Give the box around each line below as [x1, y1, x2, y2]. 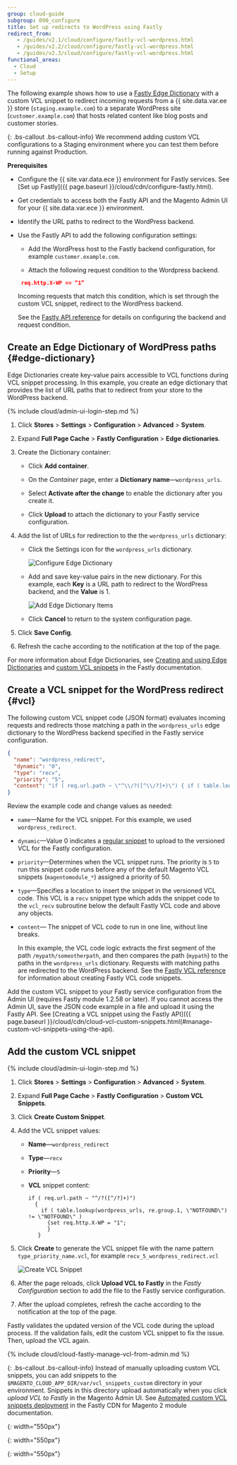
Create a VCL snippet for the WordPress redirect [7, 684, 224, 696]
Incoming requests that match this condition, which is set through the [17, 292, 219, 301]
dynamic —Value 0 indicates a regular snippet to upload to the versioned [17, 837, 225, 845]
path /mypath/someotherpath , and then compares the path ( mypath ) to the [17, 951, 229, 960]
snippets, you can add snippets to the [7, 1370, 117, 1380]
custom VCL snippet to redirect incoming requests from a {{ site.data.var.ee [7, 96, 227, 104]
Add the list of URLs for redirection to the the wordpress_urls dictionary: [17, 531, 227, 540]
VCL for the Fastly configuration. [17, 844, 113, 852]
